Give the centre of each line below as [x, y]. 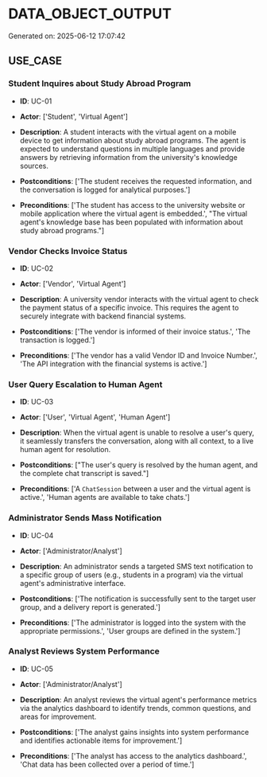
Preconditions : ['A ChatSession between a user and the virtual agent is [135, 489]
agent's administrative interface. [73, 583]
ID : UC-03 [37, 402]
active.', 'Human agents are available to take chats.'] [105, 498]
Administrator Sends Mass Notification [85, 518]
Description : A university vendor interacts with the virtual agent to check [139, 299]
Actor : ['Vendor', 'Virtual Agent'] [73, 283]
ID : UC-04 [37, 535]
